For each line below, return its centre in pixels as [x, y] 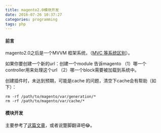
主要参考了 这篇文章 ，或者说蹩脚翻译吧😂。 [50, 125]
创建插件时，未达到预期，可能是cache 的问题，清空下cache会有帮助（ [78, 81]
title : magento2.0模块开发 [32, 10]
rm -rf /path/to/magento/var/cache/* [45, 101]
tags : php [16, 24]
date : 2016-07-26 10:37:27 [34, 15]
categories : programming [31, 19]
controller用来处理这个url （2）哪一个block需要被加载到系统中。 [72, 70]
